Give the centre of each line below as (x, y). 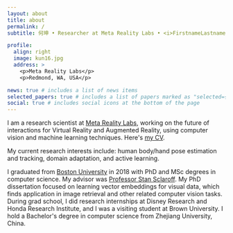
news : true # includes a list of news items (72, 90)
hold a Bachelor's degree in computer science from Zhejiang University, (110, 216)
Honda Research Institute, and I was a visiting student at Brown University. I (115, 209)
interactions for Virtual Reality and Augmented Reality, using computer (107, 130)
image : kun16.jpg (38, 59)
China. (17, 223)
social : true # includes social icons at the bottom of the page (103, 103)
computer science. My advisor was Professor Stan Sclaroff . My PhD (104, 179)
